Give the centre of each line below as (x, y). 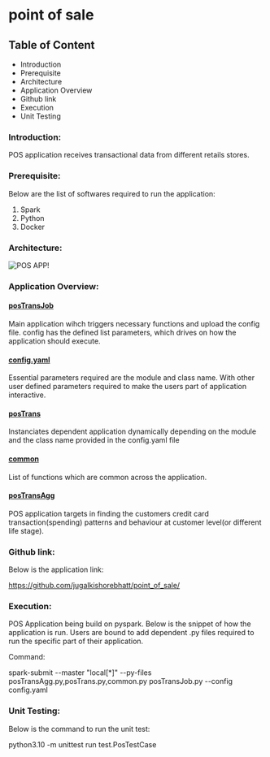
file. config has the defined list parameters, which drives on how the (122, 333)
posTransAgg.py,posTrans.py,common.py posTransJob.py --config (121, 681)
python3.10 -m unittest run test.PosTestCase (83, 744)
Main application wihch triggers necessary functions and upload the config (134, 324)
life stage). (26, 530)
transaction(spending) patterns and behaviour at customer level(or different (135, 522)
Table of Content (52, 45)
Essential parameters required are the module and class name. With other (132, 378)
